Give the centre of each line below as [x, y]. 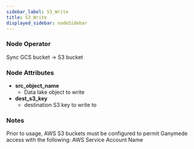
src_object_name [37, 85]
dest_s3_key [31, 98]
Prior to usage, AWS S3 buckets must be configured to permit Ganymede [97, 133]
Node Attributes [30, 73]
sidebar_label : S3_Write [37, 12]
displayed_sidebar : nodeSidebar [47, 23]
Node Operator [29, 44]
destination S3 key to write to [60, 105]
